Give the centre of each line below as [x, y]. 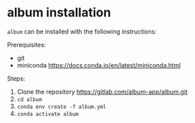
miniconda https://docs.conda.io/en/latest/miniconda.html [99, 65]
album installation [59, 13]
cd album [29, 99]
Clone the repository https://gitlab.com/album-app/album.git [102, 92]
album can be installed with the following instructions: [82, 31]
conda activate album [48, 114]
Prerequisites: [27, 44]
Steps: [16, 78]
